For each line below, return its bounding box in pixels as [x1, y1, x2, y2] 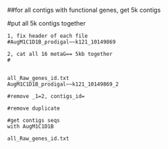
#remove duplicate [7, 105, 60, 112]
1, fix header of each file [7, 32, 88, 39]
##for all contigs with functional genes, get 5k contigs [7, 6, 161, 14]
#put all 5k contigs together [7, 19, 86, 27]
